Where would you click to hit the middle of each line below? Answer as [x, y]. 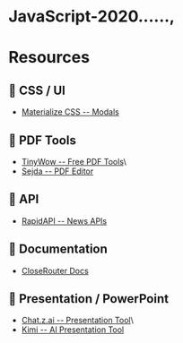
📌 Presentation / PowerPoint [89, 299]
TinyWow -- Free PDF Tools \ [74, 162]
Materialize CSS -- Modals [70, 112]
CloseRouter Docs [55, 270]
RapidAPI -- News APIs [64, 220]
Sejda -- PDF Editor [57, 171]
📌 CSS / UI [37, 90]
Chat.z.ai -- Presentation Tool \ [77, 321]
